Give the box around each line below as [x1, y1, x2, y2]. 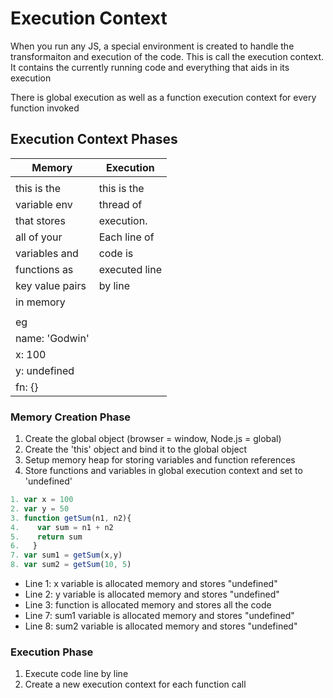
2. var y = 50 [10, 503, 70, 514]
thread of [98, 197, 143, 211]
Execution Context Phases [10, 131, 178, 148]
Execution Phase [10, 645, 94, 659]
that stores [15, 213, 66, 227]
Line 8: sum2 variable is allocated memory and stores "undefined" [24, 620, 298, 632]
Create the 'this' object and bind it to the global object [24, 443, 248, 456]
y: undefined [15, 363, 75, 377]
